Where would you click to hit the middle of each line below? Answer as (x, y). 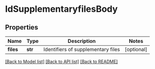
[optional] (136, 49)
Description (82, 41)
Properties (22, 27)
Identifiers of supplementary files (82, 49)
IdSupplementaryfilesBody (62, 9)
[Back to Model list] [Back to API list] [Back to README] (62, 62)
